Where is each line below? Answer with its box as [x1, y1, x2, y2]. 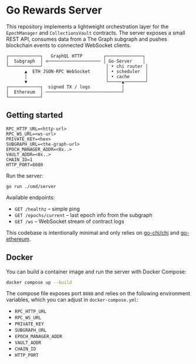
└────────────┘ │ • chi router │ [6, 63, 148, 69]
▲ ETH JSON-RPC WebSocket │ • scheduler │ [24, 68, 148, 74]
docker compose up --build [6, 279, 72, 285]
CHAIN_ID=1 [6, 156, 33, 162]
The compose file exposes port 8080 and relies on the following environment [6, 290, 191, 297]
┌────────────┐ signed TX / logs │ [6, 84, 125, 90]
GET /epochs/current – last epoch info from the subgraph [14, 211, 153, 218]
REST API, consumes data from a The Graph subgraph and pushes [6, 35, 167, 42]
